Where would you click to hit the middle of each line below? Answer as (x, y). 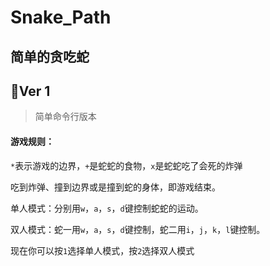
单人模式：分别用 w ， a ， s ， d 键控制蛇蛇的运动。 (107, 208)
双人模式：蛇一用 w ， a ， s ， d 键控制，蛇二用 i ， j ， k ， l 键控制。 (138, 229)
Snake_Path (61, 17)
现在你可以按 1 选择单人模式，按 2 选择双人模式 (102, 250)
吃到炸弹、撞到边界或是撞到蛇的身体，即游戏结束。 (115, 187)
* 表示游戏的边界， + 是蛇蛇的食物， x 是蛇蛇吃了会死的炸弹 (126, 165)
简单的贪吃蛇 (50, 56)
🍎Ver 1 (30, 91)
